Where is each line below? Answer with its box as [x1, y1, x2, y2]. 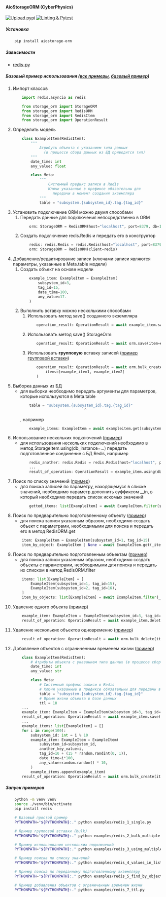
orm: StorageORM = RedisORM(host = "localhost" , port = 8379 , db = [29, 224, 160, 229]
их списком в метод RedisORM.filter [20, 567, 96, 573]
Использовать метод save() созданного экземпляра [27, 313, 137, 319]
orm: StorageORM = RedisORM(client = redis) [29, 247, 118, 252]
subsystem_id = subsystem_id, [39, 742, 97, 747]
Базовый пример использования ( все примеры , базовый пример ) [5, 73, 150, 79]
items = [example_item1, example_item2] [45, 369, 125, 375]
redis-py [12, 62, 30, 68]
